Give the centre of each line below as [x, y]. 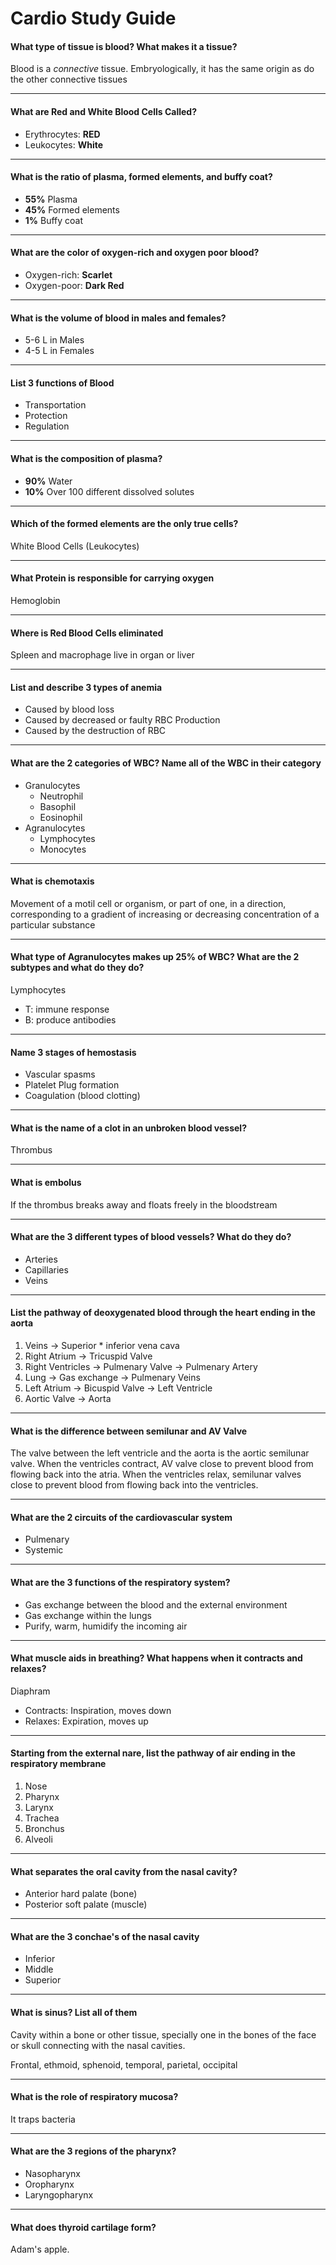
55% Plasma [51, 199]
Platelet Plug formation [72, 1085]
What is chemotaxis [52, 881]
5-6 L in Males [54, 340]
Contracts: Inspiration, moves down [98, 1710]
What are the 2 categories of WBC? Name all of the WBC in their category [166, 763]
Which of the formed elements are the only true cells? [124, 524]
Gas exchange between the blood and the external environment [156, 1604]
